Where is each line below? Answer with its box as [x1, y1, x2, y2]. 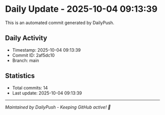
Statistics [5, 72, 35, 80]
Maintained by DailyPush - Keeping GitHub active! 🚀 [5, 104, 111, 110]
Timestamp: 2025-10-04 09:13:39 [12, 47, 81, 53]
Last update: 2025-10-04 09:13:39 [12, 90, 82, 96]
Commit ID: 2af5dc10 [12, 52, 55, 58]
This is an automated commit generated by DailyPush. [5, 20, 114, 26]
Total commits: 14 [12, 85, 48, 90]
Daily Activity [5, 34, 48, 42]
